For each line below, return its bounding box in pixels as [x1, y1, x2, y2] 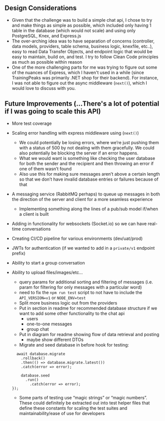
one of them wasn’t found [19, 165, 72, 172]
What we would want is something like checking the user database [19, 155, 155, 161]
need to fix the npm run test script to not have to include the [19, 289, 143, 295]
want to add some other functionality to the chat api [19, 310, 125, 316]
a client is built [19, 211, 49, 217]
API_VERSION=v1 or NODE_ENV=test [19, 295, 86, 301]
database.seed [21, 373, 50, 378]
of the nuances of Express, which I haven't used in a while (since [11, 69, 144, 76]
